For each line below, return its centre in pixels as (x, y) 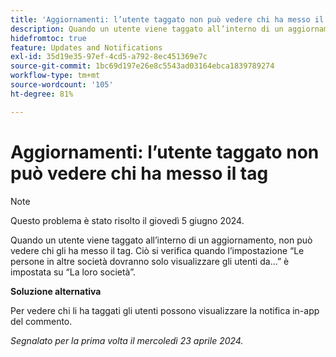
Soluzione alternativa (56, 291)
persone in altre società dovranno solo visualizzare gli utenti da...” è (150, 261)
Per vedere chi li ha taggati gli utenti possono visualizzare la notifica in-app (165, 310)
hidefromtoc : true (48, 38)
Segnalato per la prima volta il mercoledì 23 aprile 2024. (127, 340)
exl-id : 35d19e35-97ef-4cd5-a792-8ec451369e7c (109, 57)
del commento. (41, 321)
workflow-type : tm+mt (55, 76)
